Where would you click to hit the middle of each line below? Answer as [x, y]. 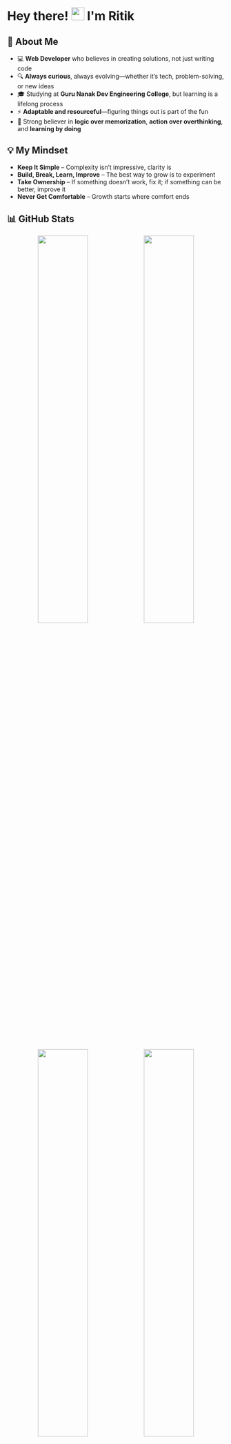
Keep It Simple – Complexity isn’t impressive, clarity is [94, 167]
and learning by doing [49, 129]
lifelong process [40, 104]
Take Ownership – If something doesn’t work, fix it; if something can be [119, 182]
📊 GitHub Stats [41, 219]
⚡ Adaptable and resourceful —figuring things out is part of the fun [113, 111]
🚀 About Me [33, 41]
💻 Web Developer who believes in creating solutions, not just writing [115, 58]
